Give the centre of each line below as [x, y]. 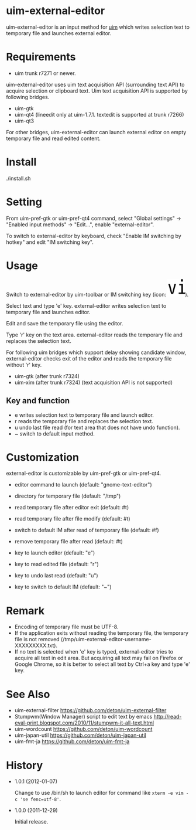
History [25, 765]
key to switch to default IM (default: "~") [63, 587]
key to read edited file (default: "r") [56, 564]
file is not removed [37, 639]
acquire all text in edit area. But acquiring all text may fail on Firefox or [99, 658]
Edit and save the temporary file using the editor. [65, 323]
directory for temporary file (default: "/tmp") [68, 496]
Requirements [41, 57]
